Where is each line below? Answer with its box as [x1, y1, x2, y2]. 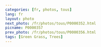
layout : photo [5, 16, 35, 21]
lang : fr [5, 12, 23, 17]
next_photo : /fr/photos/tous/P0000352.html [5, 21, 97, 26]
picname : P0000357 [5, 25, 43, 30]
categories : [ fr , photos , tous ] [5, 7, 72, 12]
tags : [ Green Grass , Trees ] [5, 35, 63, 40]
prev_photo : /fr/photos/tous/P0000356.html [5, 30, 97, 35]
